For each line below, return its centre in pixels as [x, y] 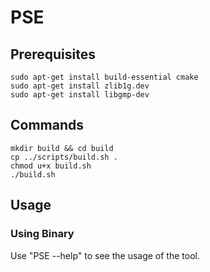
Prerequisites [53, 54]
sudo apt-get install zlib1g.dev [80, 86]
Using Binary [42, 234]
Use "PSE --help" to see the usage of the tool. [105, 255]
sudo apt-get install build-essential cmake [104, 77]
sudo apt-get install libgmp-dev [80, 95]
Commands [47, 125]
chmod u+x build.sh [51, 166]
